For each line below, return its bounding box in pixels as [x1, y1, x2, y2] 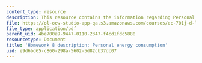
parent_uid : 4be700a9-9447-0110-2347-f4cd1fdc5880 [6, 31, 136, 37]
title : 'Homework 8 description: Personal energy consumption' [6, 43, 168, 49]
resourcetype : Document [6, 37, 66, 43]
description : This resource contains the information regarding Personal [6, 14, 195, 20]
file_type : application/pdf [6, 25, 77, 32]
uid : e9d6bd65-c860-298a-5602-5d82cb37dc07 [6, 48, 117, 54]
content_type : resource [6, 8, 66, 15]
